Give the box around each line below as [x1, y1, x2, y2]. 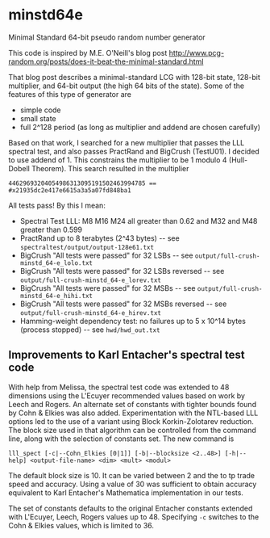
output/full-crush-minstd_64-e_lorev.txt [19, 276, 161, 284]
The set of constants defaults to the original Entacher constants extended [8, 503, 253, 513]
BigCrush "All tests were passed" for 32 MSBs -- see [19, 283, 196, 292]
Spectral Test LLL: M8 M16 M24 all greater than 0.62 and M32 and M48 [19, 216, 258, 225]
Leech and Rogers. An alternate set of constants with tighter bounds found [8, 399, 256, 409]
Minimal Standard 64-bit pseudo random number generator [8, 32, 206, 42]
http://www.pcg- [168, 48, 224, 57]
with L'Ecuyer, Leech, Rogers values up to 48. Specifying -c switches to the [8, 511, 260, 522]
